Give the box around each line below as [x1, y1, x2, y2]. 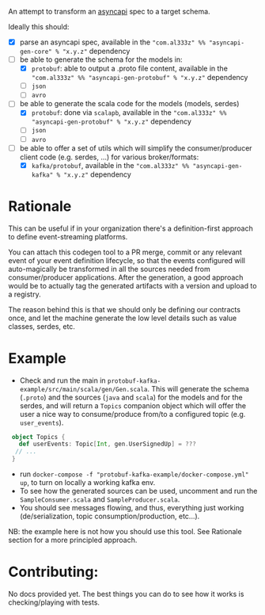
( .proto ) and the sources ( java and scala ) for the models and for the [19, 392, 243, 402]
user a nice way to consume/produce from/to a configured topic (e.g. [19, 409, 246, 418]
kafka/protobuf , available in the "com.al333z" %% [31, 160, 190, 170]
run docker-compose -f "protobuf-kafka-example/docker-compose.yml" [19, 469, 249, 479]
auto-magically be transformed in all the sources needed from [8, 264, 211, 273]
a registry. [8, 289, 41, 299]
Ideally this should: [8, 22, 70, 31]
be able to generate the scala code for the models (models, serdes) [19, 99, 240, 109]
